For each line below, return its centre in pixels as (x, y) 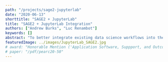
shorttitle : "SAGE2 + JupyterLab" (41, 19)
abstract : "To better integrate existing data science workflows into (80, 38)
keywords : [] (19, 33)
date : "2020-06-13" (25, 14)
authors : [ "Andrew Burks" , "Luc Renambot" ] (51, 28)
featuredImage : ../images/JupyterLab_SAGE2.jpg (56, 42)
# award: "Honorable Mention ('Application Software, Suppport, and (78, 47)
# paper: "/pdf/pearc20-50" (34, 51)
